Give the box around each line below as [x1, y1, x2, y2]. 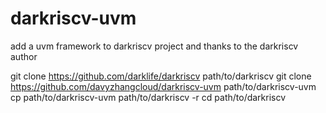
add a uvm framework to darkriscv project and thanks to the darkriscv [10, 40, 299, 52]
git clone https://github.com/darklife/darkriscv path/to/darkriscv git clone [10, 70, 312, 82]
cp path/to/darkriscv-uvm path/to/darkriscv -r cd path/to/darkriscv [10, 91, 287, 103]
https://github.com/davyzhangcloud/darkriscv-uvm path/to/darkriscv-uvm [10, 80, 317, 92]
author [10, 50, 38, 62]
